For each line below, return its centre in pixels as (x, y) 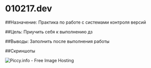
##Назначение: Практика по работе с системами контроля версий (75, 22)
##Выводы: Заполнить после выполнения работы (57, 41)
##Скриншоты (20, 51)
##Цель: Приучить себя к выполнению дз (49, 32)
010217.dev (29, 9)
